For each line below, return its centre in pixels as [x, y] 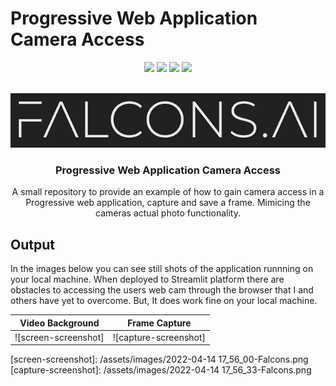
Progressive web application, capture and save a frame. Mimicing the [168, 203]
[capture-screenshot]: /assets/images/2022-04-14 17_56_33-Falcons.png [161, 370]
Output [32, 244]
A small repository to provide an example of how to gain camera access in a [168, 192]
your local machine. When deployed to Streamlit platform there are [147, 279]
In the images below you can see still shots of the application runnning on [162, 269]
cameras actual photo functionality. [168, 213]
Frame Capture [159, 323]
